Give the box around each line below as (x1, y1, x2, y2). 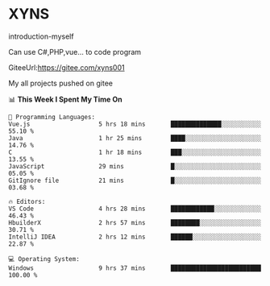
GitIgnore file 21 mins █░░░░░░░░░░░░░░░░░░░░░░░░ (8, 176, 262, 184)
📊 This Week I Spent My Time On (8, 94, 123, 104)
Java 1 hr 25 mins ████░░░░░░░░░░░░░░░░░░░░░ (8, 134, 262, 142)
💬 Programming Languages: (8, 113, 95, 121)
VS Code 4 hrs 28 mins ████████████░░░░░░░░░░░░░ (8, 205, 262, 213)
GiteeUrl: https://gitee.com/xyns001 (8, 62, 125, 73)
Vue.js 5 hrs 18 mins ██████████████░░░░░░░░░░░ (8, 120, 262, 128)
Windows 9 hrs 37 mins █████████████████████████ (8, 263, 262, 272)
